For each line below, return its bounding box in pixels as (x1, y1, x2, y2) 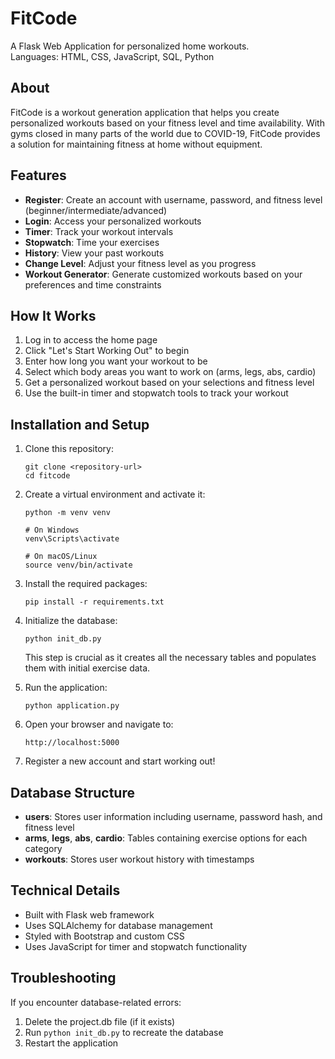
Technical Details (10, 882, 121, 899)
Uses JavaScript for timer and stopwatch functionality (24, 940, 248, 952)
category (24, 843, 63, 854)
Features (10, 167, 67, 184)
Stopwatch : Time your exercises (24, 236, 160, 248)
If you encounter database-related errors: (10, 996, 182, 1008)
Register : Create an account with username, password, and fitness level (24, 193, 323, 206)
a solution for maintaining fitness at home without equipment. (10, 138, 263, 150)
